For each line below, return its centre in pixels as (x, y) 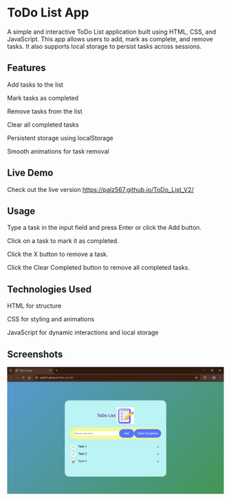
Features (26, 68)
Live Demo (30, 173)
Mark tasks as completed (43, 98)
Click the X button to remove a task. (58, 254)
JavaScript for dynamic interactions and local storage (83, 332)
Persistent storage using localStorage (60, 138)
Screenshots (35, 354)
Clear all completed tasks (43, 125)
